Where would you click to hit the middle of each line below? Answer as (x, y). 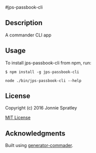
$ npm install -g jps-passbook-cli (42, 72)
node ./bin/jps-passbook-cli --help (43, 80)
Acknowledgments (35, 133)
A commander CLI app (28, 35)
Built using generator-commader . (39, 145)
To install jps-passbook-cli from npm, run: (48, 62)
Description (24, 23)
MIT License (18, 117)
